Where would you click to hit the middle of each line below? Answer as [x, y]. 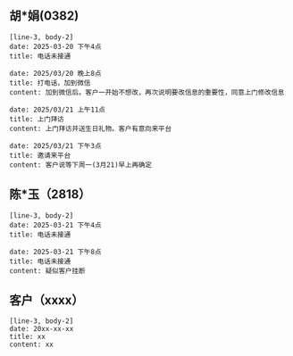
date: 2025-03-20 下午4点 [55, 46]
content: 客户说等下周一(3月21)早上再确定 [80, 165]
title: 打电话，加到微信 [50, 83]
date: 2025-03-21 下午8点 [55, 252]
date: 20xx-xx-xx [42, 329]
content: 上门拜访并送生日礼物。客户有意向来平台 [91, 128]
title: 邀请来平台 [40, 155]
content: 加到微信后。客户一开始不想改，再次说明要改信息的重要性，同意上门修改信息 [147, 92]
